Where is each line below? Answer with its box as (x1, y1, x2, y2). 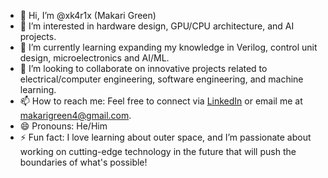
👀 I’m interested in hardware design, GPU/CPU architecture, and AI (19, 20, 295, 32)
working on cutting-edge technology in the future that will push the (19, 146, 297, 157)
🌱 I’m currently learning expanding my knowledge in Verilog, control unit (19, 41, 318, 53)
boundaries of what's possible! (19, 156, 148, 168)
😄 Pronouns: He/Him (19, 120, 108, 132)
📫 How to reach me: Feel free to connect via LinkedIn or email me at (19, 95, 303, 107)
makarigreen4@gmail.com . (19, 110, 132, 121)
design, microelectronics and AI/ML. (19, 52, 170, 64)
